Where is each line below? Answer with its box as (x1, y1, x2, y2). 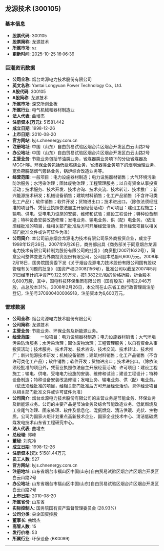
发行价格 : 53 (12, 529, 38, 535)
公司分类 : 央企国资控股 (12, 511, 58, 517)
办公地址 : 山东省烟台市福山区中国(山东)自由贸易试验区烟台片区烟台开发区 (12, 481, 159, 486)
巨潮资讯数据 (5, 64, 36, 71)
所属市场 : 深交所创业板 (12, 101, 58, 107)
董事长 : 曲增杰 (12, 517, 41, 523)
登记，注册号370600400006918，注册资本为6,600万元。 (12, 290, 127, 296)
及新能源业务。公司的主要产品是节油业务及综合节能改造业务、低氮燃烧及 (12, 401, 158, 407)
